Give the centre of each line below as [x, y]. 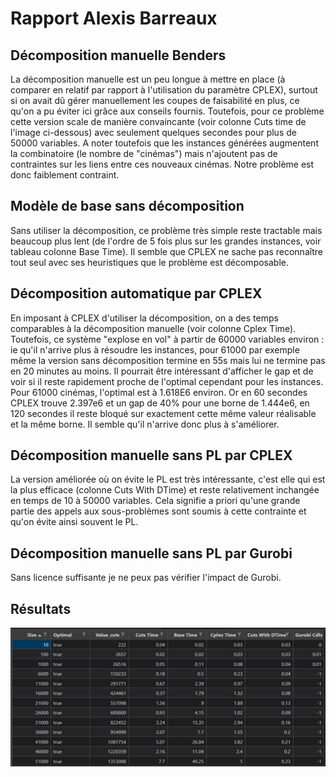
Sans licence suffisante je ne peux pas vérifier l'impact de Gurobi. [146, 578]
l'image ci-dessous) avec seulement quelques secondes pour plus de [153, 132]
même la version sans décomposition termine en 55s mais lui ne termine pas [168, 360]
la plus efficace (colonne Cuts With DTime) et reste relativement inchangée [165, 490]
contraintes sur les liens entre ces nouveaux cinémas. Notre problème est [162, 164]
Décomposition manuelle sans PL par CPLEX [151, 455]
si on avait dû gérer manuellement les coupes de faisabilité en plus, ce [155, 100]
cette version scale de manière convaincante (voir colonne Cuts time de [158, 121]
